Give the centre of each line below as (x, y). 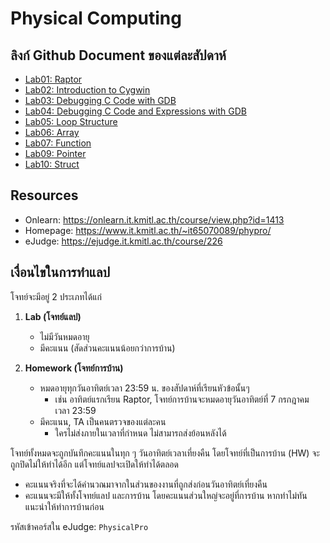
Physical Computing (96, 18)
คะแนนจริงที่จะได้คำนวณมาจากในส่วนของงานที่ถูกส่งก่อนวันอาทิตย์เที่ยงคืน (146, 484)
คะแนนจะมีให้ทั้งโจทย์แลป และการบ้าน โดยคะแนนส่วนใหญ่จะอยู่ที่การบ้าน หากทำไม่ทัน (166, 495)
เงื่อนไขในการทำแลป (60, 272)
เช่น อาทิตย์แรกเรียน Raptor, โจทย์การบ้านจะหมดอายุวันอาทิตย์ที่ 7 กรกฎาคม (182, 399)
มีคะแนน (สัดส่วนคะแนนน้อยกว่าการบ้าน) (107, 348)
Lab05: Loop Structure (71, 121)
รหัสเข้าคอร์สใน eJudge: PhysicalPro (79, 526)
